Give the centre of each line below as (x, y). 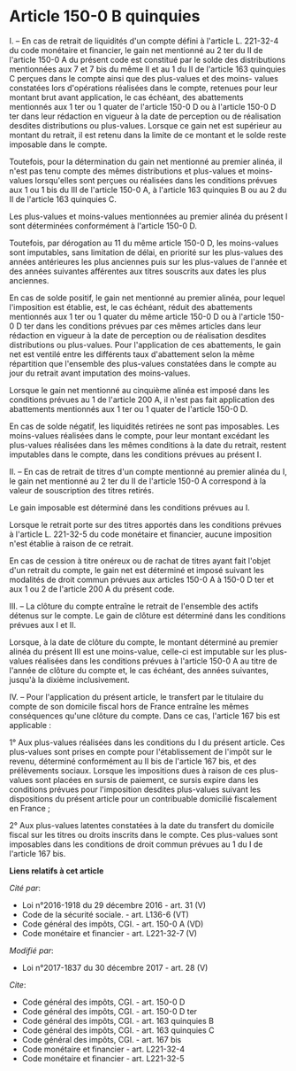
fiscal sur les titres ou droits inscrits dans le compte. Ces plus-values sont (144, 834)
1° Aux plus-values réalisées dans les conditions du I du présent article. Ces (147, 742)
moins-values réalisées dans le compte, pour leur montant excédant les (139, 435)
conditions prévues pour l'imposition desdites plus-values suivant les (135, 789)
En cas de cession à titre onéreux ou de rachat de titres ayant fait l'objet (140, 561)
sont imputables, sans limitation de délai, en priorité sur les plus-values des (146, 252)
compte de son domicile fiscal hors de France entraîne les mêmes (129, 706)
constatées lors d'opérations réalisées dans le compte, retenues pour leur (144, 88)
